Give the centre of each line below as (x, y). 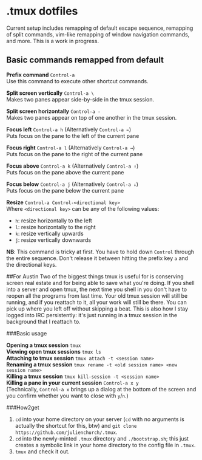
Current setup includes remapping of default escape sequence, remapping (100, 28)
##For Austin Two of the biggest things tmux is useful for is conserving (95, 276)
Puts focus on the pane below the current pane (65, 190)
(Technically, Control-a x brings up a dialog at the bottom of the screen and (101, 389)
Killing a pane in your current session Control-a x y (73, 383)
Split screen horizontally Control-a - (54, 111)
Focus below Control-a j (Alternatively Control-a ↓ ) (72, 184)
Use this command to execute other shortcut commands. (77, 81)
